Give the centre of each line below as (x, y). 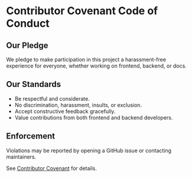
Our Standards (34, 84)
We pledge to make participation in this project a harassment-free (86, 59)
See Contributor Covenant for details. (52, 168)
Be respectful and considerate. (52, 98)
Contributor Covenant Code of (82, 11)
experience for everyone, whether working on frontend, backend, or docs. (97, 66)
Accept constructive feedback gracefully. (65, 111)
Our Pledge (27, 45)
